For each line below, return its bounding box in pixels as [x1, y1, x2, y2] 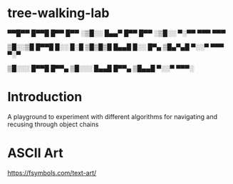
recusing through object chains [7, 120, 99, 128]
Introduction [7, 89, 83, 105]
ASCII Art [7, 145, 63, 161]
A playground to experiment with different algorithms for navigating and [7, 112, 218, 121]
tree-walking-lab [7, 5, 110, 21]
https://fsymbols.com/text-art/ [7, 168, 97, 177]
